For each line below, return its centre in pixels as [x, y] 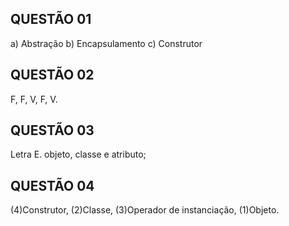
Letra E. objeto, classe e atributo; [78, 154]
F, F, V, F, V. [34, 99]
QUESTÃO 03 [52, 130]
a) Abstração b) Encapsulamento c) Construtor [106, 43]
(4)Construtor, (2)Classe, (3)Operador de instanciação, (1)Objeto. [145, 210]
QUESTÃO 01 [51, 19]
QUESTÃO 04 [52, 185]
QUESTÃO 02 [52, 75]
